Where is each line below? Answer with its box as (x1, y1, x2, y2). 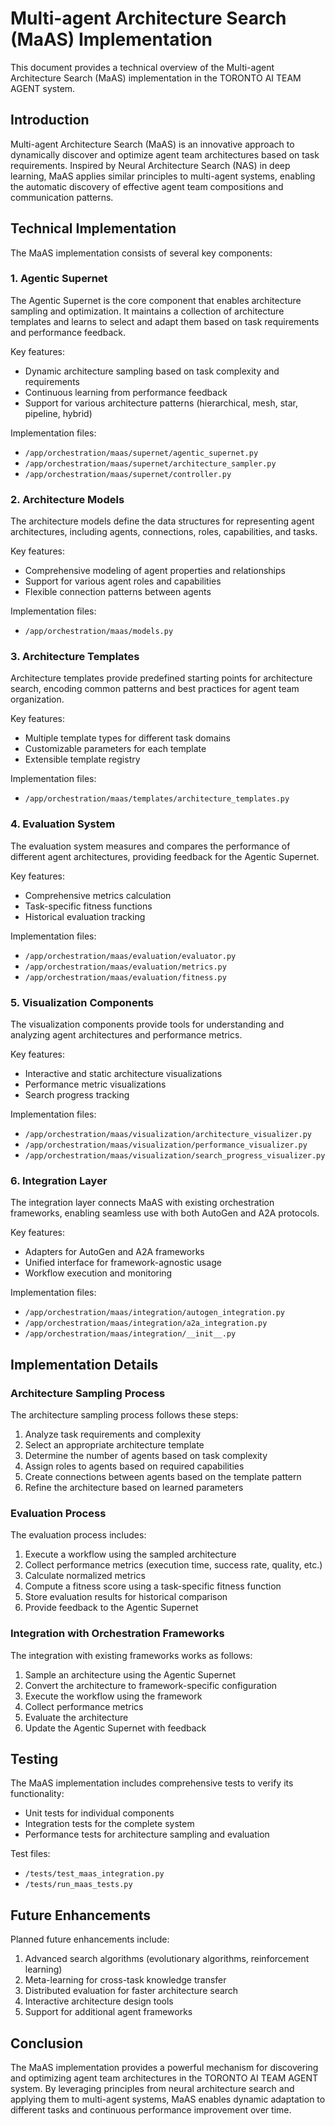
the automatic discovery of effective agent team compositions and (10, 180, 284, 192)
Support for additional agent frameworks (24, 2006, 193, 2018)
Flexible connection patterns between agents (24, 586, 212, 598)
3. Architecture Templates (10, 650, 140, 664)
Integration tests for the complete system (24, 1818, 195, 1830)
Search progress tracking (24, 1089, 130, 1101)
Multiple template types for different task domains (24, 732, 231, 744)
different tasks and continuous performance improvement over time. (10, 2104, 292, 2116)
